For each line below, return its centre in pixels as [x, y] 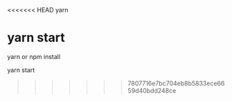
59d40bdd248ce [152, 90]
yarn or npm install [34, 56]
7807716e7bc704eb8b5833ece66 [176, 83]
